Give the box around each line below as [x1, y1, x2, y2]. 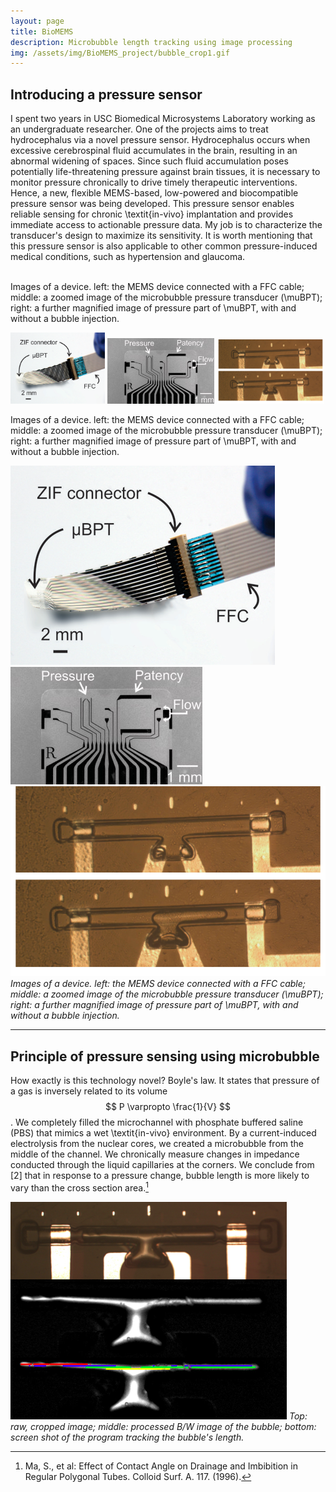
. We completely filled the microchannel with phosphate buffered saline [10, 1116, 304, 1129]
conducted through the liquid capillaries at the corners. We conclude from [10, 1159, 315, 1171]
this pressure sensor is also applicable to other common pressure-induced [10, 240, 318, 252]
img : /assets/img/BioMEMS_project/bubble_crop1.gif [10, 48, 230, 58]
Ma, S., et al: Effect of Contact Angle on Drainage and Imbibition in [24, 1460, 298, 1472]
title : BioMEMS [10, 26, 74, 37]
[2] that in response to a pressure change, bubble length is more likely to [10, 1170, 310, 1182]
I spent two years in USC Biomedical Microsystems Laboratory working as [10, 113, 316, 125]
